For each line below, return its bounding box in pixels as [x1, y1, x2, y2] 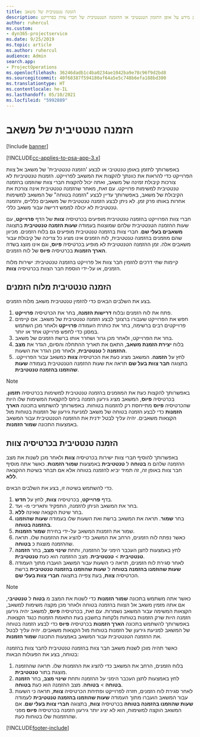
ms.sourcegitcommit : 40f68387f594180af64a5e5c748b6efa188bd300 [6, 75, 167, 81]
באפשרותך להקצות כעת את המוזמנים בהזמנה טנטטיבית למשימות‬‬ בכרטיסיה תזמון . [6, 389, 190, 396]
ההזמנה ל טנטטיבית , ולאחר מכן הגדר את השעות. [14, 347, 127, 354]
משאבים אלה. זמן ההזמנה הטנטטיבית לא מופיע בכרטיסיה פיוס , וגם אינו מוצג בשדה [6, 241, 191, 248]
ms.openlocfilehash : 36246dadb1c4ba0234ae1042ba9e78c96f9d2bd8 [6, 70, 167, 76]
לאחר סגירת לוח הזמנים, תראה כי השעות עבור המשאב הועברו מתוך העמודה [14, 559, 185, 566]
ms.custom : [6, 25, 33, 32]
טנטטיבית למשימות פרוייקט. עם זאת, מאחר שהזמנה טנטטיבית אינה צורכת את [6, 185, 179, 192]
